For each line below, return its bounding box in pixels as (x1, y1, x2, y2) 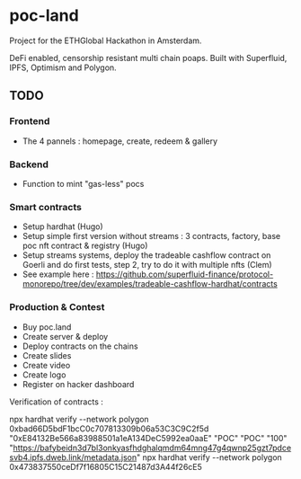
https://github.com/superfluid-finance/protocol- (95, 269, 274, 279)
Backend (9, 158, 49, 171)
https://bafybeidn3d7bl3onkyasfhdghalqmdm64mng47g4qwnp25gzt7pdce (13, 442, 292, 453)
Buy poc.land (22, 321, 72, 333)
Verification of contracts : (9, 396, 103, 407)
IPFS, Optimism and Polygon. (9, 62, 117, 73)
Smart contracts (9, 200, 83, 213)
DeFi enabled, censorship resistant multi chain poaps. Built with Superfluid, (9, 52, 288, 63)
